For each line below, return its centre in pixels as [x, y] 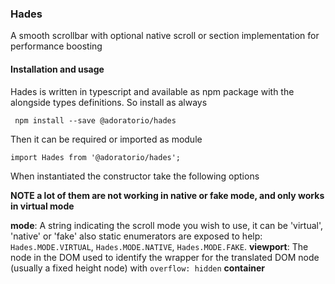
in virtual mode [42, 206]
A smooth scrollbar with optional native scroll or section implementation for [165, 36]
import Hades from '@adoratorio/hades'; [96, 157]
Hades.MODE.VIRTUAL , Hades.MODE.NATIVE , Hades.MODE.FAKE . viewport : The [159, 246]
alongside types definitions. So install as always [109, 102]
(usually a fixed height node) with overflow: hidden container [137, 268]
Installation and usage [57, 69]
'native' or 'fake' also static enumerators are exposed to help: [136, 236]
